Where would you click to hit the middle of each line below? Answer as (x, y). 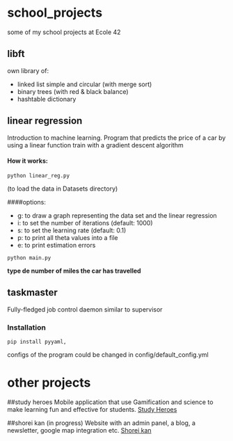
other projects (49, 383)
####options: (27, 202)
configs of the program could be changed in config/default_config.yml (108, 354)
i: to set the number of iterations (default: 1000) (85, 223)
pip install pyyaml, (37, 342)
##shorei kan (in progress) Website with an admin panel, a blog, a (102, 423)
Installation (27, 327)
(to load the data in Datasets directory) (63, 189)
